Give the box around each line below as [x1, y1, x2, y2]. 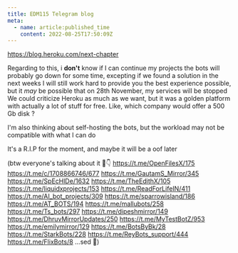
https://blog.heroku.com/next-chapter [7, 50, 119, 59]
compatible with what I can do [7, 131, 96, 139]
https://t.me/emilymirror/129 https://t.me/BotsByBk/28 [7, 222, 166, 231]
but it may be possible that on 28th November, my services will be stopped [7, 86, 228, 95]
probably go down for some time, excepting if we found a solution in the [7, 71, 219, 80]
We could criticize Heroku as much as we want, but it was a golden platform [7, 94, 231, 103]
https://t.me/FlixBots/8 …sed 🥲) [7, 237, 100, 247]
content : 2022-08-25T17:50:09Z [20, 30, 113, 38]
